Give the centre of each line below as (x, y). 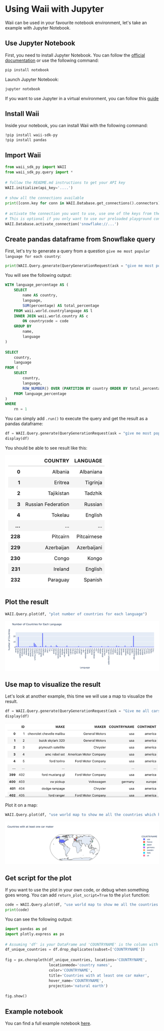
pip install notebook (27, 70)
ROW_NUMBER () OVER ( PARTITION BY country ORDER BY (75, 388)
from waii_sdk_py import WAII (36, 167)
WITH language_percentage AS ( (37, 285)
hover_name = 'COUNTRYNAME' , (76, 980)
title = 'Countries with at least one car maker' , (99, 976)
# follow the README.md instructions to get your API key (65, 183)
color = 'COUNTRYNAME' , (71, 970)
